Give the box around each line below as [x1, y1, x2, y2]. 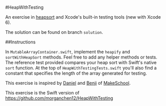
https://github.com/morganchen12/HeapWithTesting [5, 95, 113, 101]
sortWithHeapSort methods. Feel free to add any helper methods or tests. [5, 54, 158, 60]
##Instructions [5, 39, 36, 45]
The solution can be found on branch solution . [5, 29, 103, 35]
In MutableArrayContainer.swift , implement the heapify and [5, 49, 130, 55]
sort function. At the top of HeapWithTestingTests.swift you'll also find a [5, 65, 157, 71]
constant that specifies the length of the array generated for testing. [5, 70, 147, 76]
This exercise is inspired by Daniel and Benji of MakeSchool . [5, 80, 131, 86]
